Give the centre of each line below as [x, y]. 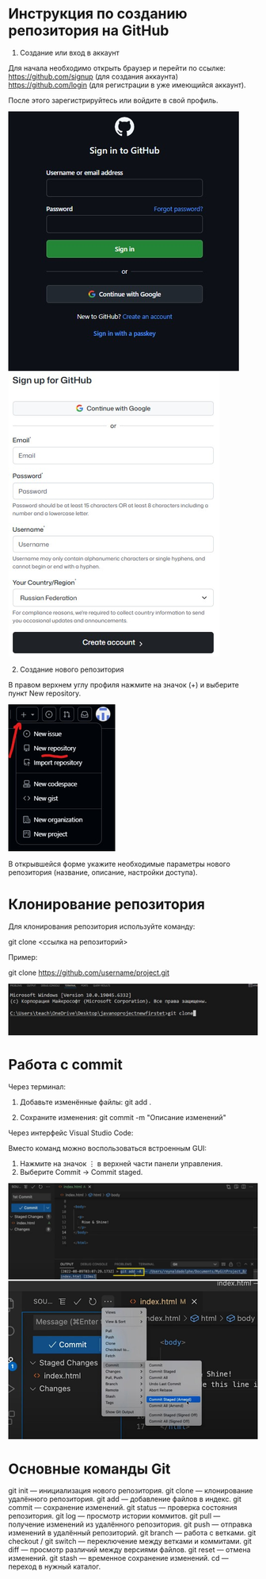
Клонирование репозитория [107, 905]
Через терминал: [37, 1087]
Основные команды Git [89, 1469]
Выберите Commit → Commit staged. [81, 1173]
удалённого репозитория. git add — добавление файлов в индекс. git [125, 1499]
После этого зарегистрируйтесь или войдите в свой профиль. [113, 100]
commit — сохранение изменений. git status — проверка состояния [123, 1508]
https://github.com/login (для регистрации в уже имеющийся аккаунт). [127, 85]
